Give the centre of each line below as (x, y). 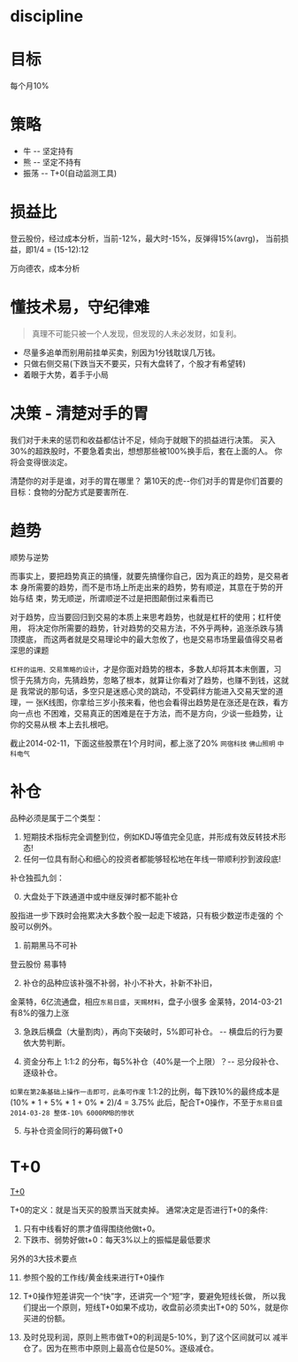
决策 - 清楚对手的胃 (80, 414)
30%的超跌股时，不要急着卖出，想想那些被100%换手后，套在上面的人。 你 (146, 451)
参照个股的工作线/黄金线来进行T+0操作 (93, 1277)
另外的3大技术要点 (44, 1258)
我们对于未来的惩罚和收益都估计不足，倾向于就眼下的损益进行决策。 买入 (143, 439)
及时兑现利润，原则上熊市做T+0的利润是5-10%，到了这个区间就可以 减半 (155, 1337)
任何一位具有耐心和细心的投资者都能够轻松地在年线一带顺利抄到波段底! (152, 859)
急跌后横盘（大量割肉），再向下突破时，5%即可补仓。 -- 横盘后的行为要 (153, 1031)
